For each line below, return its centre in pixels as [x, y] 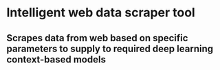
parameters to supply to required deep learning [110, 48]
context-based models [56, 59]
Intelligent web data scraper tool [101, 13]
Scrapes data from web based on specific [97, 38]
